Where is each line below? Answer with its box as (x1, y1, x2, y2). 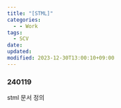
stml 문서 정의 (7, 94, 45, 102)
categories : (7, 16, 41, 23)
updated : (7, 49, 32, 55)
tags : (7, 29, 23, 36)
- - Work (13, 23, 38, 29)
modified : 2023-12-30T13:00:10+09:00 (7, 55, 115, 62)
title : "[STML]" (7, 10, 53, 17)
